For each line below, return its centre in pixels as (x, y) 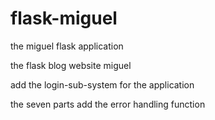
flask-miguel (64, 18)
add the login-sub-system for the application (102, 84)
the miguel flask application (67, 46)
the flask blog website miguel (71, 65)
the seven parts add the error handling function (108, 104)
